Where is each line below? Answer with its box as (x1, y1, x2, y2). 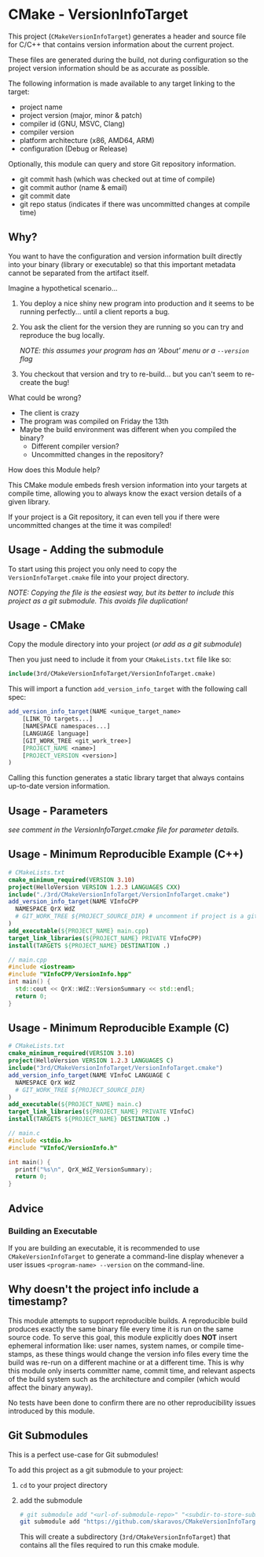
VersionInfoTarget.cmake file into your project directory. (8, 572, 189, 582)
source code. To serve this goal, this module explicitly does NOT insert (8, 1332, 237, 1342)
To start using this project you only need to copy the (8, 564, 178, 573)
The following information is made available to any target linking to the (8, 79, 236, 88)
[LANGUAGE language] (22, 729, 90, 738)
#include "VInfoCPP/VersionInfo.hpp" (8, 970, 132, 979)
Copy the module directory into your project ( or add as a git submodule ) (8, 639, 242, 649)
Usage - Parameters (8, 804, 108, 818)
